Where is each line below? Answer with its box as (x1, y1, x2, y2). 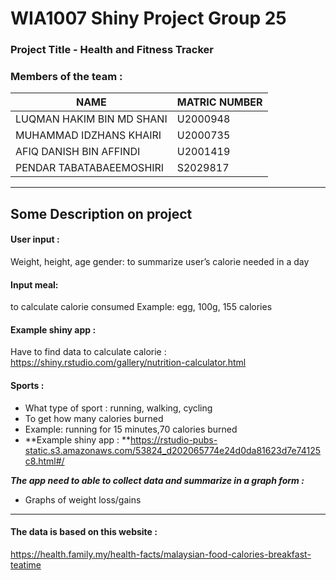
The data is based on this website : (10, 526, 158, 538)
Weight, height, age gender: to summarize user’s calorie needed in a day (10, 256, 310, 267)
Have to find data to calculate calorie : (10, 346, 167, 358)
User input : (10, 233, 60, 246)
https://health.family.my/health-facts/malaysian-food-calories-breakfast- (10, 548, 312, 560)
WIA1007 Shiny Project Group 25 (10, 7, 287, 30)
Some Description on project (10, 205, 193, 222)
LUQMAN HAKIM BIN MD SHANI (15, 112, 168, 126)
